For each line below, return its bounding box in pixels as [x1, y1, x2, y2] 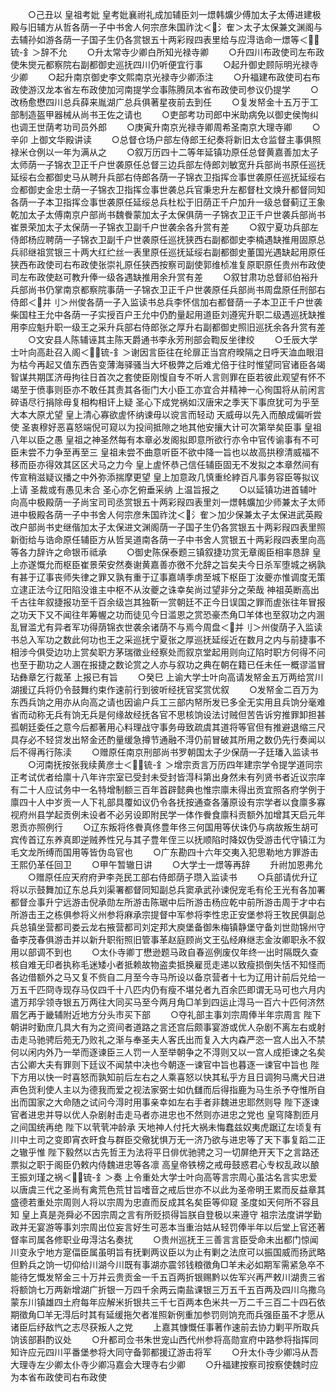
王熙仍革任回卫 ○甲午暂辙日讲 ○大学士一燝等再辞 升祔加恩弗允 [10, 859, 323, 870]
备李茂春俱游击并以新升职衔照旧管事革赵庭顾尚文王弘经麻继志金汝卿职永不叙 [10, 934, 326, 945]
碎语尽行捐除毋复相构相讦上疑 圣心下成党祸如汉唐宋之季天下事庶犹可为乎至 [10, 396, 320, 408]
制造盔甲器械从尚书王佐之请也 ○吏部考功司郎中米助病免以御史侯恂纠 [18, 109, 319, 120]
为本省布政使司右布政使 [10, 1371, 107, 1383]
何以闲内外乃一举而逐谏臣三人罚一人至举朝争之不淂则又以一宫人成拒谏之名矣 [10, 1046, 326, 1058]
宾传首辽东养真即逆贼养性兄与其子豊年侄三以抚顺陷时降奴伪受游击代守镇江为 [10, 834, 326, 845]
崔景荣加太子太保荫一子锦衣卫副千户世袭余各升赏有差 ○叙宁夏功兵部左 [10, 221, 319, 233]
